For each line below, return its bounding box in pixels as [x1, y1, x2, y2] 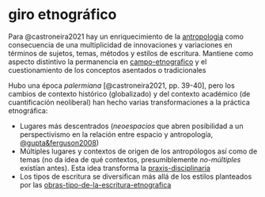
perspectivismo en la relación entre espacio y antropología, [19, 129, 214, 139]
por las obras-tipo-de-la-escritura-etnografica [19, 180, 172, 189]
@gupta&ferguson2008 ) [19, 138, 100, 147]
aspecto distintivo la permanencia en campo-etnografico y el [8, 57, 207, 66]
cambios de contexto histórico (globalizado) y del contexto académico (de [8, 89, 251, 98]
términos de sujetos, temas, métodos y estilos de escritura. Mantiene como [8, 48, 254, 58]
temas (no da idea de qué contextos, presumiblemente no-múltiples [19, 154, 241, 164]
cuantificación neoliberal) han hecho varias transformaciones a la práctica [8, 97, 251, 107]
